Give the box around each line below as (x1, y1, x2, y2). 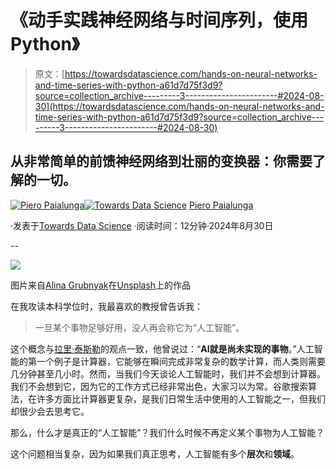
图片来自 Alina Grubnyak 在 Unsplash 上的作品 (10, 279, 192, 291)
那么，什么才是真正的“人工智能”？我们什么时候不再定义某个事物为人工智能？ (10, 426, 325, 438)
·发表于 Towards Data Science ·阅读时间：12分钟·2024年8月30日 (10, 219, 274, 231)
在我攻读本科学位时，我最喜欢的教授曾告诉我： (10, 300, 203, 312)
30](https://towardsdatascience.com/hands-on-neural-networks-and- (34, 100, 325, 112)
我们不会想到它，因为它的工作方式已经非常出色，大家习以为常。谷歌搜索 (10, 380, 308, 392)
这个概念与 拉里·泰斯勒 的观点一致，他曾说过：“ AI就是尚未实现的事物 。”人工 (10, 342, 315, 355)
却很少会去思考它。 (10, 405, 90, 417)
